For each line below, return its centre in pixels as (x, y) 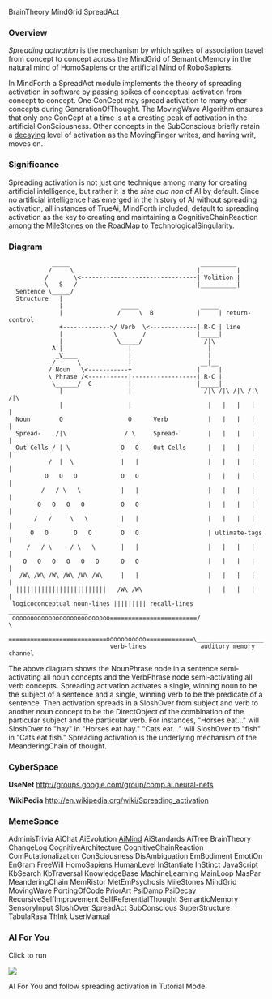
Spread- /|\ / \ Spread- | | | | (135, 433)
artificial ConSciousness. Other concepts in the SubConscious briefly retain (134, 126)
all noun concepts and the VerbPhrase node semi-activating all (148, 677)
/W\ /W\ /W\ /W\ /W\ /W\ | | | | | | (137, 575)
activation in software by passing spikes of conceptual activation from (125, 92)
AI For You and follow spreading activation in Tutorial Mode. (108, 986)
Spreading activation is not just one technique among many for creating (128, 182)
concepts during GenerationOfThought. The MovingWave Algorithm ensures (136, 109)
